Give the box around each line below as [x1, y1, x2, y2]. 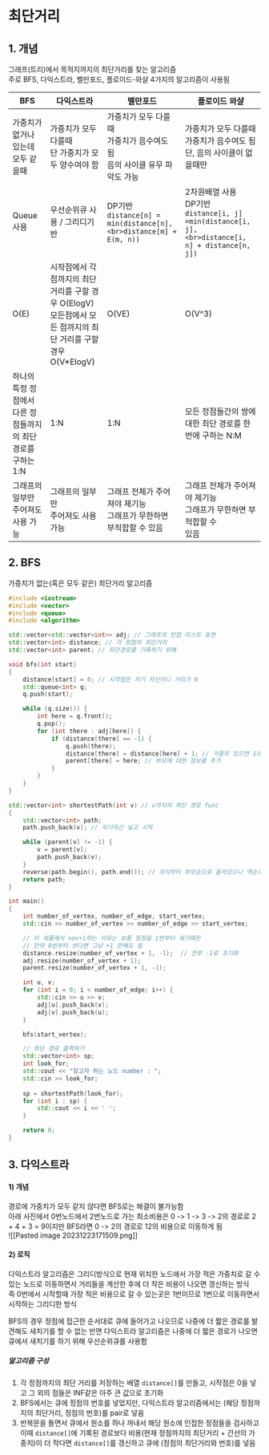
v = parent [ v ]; [37, 845, 88, 854]
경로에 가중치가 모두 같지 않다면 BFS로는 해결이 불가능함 [8, 1201, 184, 1211]
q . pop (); [37, 719, 66, 728]
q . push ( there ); [65, 742, 116, 750]
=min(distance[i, [185, 217, 251, 225]
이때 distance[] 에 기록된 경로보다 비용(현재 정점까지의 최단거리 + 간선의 [19, 1428, 247, 1437]
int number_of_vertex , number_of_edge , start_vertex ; [22, 912, 206, 921]
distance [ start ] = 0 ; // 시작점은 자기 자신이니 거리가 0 [22, 675, 199, 683]
